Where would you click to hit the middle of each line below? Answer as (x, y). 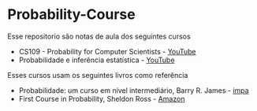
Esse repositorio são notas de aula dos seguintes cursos (99, 36)
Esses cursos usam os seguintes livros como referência (98, 75)
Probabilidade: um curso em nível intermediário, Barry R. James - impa (134, 90)
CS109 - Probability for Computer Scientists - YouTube (107, 51)
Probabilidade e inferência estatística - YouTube (97, 60)
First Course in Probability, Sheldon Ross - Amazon (102, 98)
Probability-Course (71, 15)
